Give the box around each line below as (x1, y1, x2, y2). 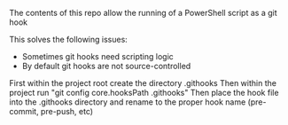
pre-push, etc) (40, 106, 94, 116)
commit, (9, 106, 39, 116)
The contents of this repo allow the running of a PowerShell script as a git (9, 8, 277, 18)
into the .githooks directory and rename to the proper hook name (9, 97, 246, 107)
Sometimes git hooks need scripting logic (21, 51, 175, 61)
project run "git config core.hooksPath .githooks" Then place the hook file (9, 88, 279, 98)
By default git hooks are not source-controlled (21, 61, 191, 71)
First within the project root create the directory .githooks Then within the (9, 78, 277, 88)
